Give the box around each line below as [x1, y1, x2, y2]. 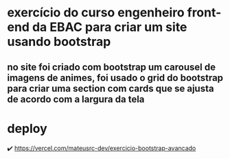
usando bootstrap [7, 34, 111, 49]
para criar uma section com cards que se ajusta [7, 82, 214, 94]
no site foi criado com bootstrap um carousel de [7, 61, 216, 73]
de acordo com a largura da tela [7, 93, 145, 105]
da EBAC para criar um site [32, 19, 187, 35]
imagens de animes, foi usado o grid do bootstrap [7, 72, 224, 84]
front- [187, 5, 222, 21]
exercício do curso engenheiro [7, 5, 185, 21]
